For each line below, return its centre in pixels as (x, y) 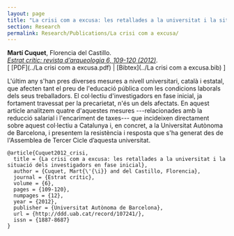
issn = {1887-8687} (42, 220)
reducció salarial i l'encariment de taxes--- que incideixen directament (108, 118)
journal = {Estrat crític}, (54, 178)
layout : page (26, 14)
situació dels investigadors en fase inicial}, (78, 165)
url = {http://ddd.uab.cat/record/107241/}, (79, 214)
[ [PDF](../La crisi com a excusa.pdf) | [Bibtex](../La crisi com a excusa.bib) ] (117, 68)
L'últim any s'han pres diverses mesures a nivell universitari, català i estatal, (116, 81)
